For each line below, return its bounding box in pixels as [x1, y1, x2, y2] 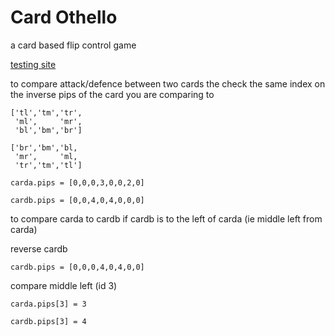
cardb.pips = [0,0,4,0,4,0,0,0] [10, 195, 145, 205]
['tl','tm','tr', [10, 107, 83, 118]
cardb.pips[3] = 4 [10, 316, 87, 326]
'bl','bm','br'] [14, 125, 83, 135]
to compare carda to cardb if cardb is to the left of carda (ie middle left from [10, 212, 323, 225]
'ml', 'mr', [14, 116, 83, 126]
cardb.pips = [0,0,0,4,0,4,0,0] [10, 262, 145, 272]
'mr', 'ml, [14, 151, 78, 161]
